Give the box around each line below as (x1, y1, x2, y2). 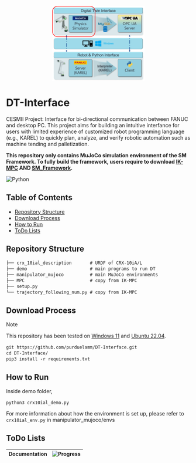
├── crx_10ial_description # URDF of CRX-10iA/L (6, 260, 143, 266)
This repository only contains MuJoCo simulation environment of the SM (6, 151, 187, 158)
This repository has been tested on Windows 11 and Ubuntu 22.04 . (6, 332, 166, 340)
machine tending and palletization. (6, 140, 90, 147)
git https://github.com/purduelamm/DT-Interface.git (6, 344, 137, 350)
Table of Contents (6, 192, 73, 202)
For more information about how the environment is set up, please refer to (6, 410, 184, 417)
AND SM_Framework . (19, 164, 73, 171)
